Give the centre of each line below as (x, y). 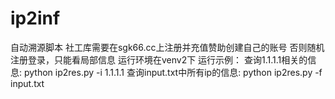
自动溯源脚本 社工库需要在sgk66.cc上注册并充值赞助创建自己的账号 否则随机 (167, 47)
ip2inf (35, 18)
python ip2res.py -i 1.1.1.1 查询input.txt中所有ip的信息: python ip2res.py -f (173, 72)
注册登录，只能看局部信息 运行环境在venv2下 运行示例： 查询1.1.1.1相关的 (159, 59)
